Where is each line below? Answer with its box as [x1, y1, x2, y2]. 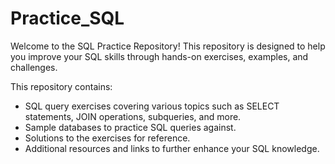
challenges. [10, 61, 58, 73]
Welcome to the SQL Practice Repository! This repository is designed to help [10, 40, 326, 52]
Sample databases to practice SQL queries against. [24, 121, 237, 133]
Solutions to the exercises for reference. [24, 132, 191, 144]
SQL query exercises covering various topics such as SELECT [24, 100, 280, 112]
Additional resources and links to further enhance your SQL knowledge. [24, 142, 320, 154]
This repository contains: [10, 80, 113, 92]
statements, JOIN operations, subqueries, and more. [24, 110, 242, 122]
